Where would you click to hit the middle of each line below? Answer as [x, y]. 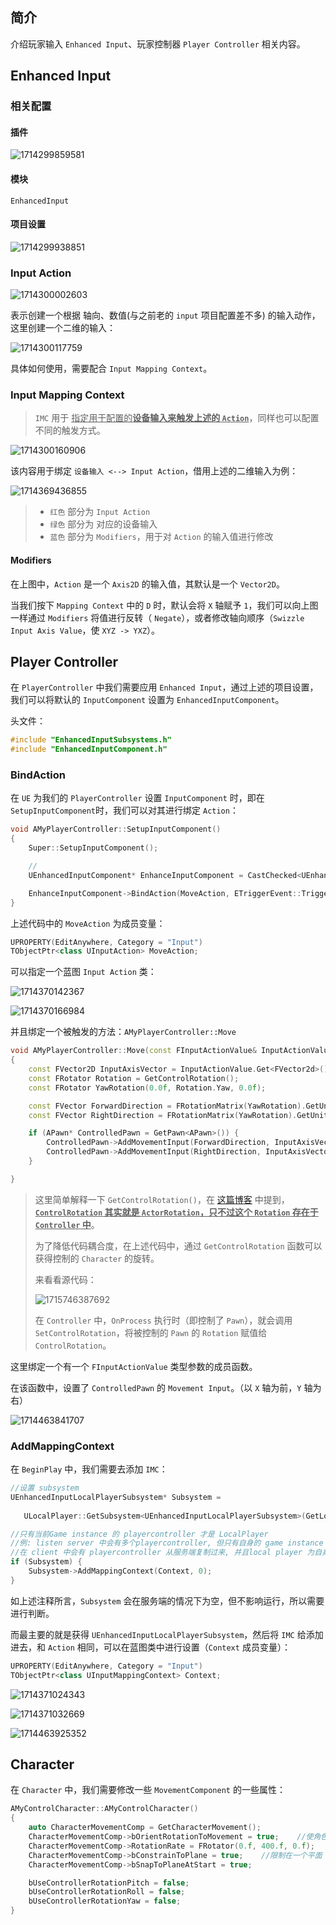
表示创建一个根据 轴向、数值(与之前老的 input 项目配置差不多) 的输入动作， [165, 315]
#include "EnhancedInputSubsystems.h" [91, 740]
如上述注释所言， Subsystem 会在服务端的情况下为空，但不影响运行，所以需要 [167, 1600]
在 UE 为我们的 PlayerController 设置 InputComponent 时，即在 [137, 798]
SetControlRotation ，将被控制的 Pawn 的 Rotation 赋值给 [151, 1332]
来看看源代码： [65, 1279]
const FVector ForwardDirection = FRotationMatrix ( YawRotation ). [167, 1106]
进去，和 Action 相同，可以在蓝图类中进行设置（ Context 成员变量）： [150, 1647]
